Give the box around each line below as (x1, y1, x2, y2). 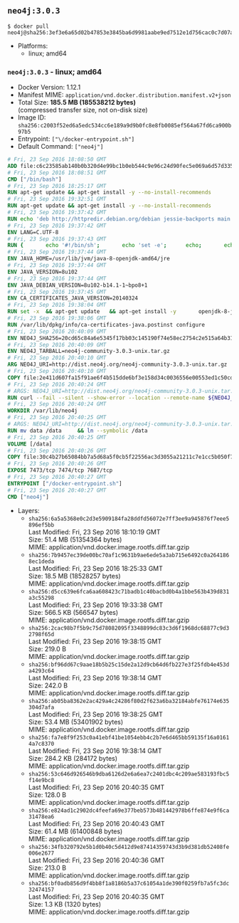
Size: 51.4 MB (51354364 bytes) (28, 535, 122, 544)
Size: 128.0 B (28, 790, 66, 799)
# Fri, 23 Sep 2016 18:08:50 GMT (7, 156, 107, 163)
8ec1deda (28, 558, 55, 565)
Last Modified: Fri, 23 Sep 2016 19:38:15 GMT (28, 637, 162, 645)
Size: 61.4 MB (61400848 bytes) (28, 827, 123, 835)
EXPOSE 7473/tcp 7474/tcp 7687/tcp (7, 467, 113, 474)
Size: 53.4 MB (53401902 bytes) (28, 717, 124, 726)
